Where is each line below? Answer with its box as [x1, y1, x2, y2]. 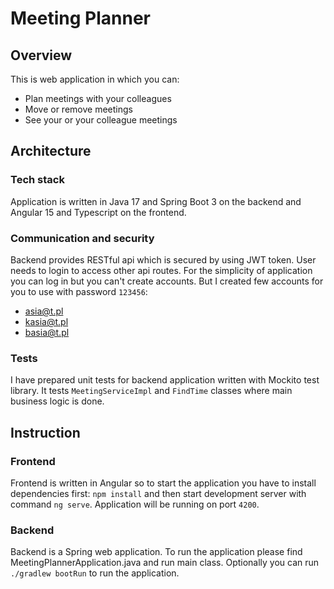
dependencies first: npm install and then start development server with [10, 487, 307, 499]
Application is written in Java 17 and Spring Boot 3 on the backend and [10, 195, 302, 207]
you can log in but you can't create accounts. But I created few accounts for [10, 275, 324, 287]
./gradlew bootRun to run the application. [10, 567, 180, 579]
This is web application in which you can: [10, 73, 180, 85]
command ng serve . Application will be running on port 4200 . [10, 498, 260, 510]
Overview [10, 47, 73, 64]
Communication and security [10, 231, 155, 245]
